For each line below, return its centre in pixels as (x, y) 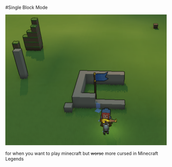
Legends (15, 159)
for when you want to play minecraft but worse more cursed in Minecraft (82, 154)
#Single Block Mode (26, 7)
